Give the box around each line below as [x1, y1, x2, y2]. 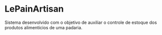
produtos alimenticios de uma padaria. [4, 24, 83, 30]
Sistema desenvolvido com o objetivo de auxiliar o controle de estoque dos [4, 19, 157, 25]
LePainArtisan [4, 3, 64, 15]
